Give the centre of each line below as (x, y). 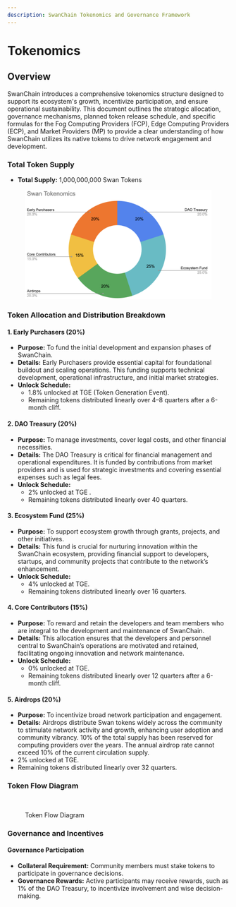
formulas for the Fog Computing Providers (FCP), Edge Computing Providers (118, 124)
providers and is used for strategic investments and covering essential (119, 469)
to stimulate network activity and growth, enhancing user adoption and (120, 730)
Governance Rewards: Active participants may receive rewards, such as (123, 881)
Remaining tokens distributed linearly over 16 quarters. (107, 591)
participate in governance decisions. (70, 873)
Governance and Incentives (56, 833)
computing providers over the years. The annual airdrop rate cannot (116, 745)
